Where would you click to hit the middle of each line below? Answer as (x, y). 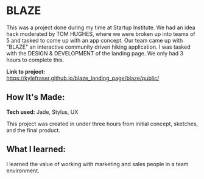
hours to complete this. (35, 60)
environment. (23, 170)
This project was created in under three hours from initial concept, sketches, (102, 124)
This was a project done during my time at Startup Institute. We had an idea (101, 27)
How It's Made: (36, 97)
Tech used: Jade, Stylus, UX (42, 112)
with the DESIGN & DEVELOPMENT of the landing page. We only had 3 (95, 53)
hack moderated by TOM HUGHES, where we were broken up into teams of (101, 33)
